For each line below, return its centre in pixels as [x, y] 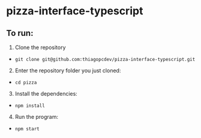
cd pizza [26, 82]
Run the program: [37, 117]
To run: [20, 33]
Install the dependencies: [46, 93]
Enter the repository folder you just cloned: [68, 70]
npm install [30, 106]
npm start [27, 129]
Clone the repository [40, 47]
